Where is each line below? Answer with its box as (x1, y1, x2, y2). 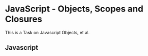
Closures (5, 14, 42, 25)
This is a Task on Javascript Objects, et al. (5, 29, 90, 35)
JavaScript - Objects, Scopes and (5, 3, 144, 14)
